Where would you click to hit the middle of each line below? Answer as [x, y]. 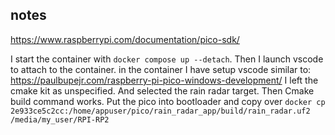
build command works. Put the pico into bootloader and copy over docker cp [168, 101]
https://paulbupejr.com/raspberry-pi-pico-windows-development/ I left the [164, 80]
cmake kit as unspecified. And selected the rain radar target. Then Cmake [162, 90]
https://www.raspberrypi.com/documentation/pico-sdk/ [125, 39]
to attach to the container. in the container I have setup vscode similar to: [161, 69]
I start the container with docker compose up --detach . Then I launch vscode [167, 59]
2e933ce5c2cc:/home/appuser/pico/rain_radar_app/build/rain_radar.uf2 [160, 111]
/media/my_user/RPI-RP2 [60, 119]
